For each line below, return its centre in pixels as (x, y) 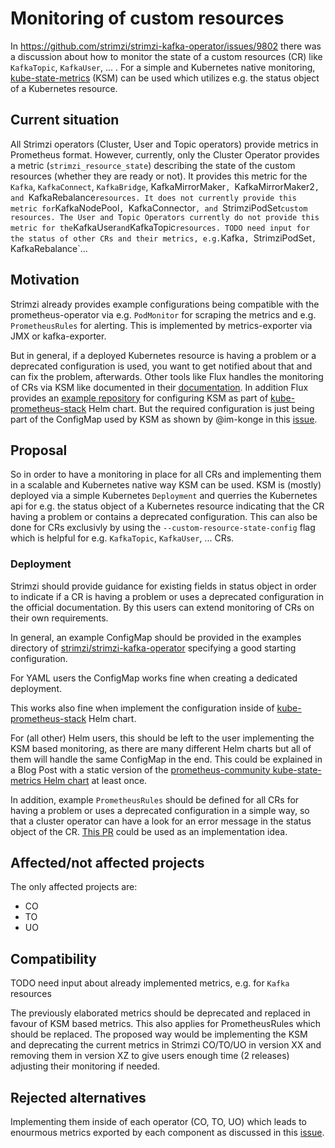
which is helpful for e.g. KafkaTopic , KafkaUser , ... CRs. (122, 538)
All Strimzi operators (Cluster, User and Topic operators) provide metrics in (164, 144)
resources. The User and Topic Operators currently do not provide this (165, 217)
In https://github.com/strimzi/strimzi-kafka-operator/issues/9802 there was (166, 46)
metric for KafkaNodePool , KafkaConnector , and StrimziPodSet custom (159, 208)
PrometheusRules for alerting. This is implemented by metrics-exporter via (161, 325)
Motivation (45, 280)
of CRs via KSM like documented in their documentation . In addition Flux (159, 387)
